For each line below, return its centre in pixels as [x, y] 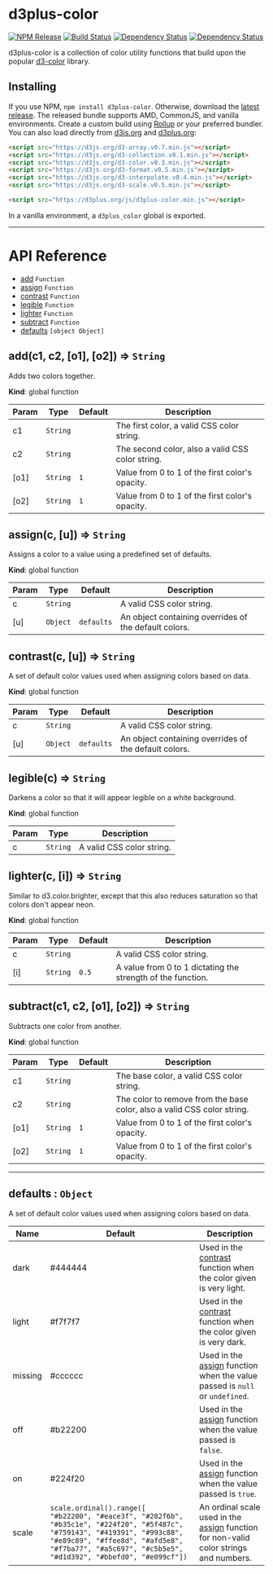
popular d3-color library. [50, 61]
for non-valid [224, 1537]
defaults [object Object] [62, 330]
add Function [42, 279]
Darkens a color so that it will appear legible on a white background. [122, 798]
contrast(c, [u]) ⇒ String [72, 656]
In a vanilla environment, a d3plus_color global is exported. [107, 215]
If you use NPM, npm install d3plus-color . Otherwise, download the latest [134, 106]
